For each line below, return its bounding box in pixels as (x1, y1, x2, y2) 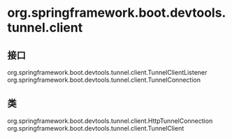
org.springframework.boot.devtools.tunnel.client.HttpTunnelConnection (7, 117, 213, 125)
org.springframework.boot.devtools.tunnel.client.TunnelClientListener (7, 68, 208, 76)
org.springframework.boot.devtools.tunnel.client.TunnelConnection (7, 75, 201, 84)
